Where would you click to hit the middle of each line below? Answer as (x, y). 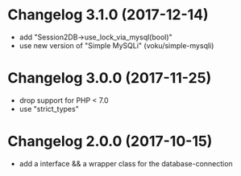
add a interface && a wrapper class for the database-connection (126, 163)
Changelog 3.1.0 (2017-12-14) (108, 15)
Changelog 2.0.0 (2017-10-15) (110, 141)
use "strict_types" (49, 108)
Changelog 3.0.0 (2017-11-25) (110, 78)
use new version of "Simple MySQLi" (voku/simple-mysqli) (116, 45)
